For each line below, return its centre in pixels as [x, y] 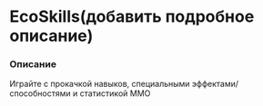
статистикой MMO [115, 93]
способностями [40, 93]
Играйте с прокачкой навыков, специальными [100, 84]
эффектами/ [215, 84]
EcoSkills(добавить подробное [132, 17]
